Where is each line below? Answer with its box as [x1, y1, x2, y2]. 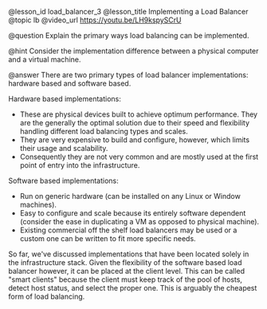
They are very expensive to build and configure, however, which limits [19, 135, 249, 145]
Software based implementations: [8, 176, 119, 185]
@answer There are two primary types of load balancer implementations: [8, 70, 249, 79]
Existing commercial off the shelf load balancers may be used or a [19, 225, 238, 235]
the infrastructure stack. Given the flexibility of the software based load [8, 258, 242, 267]
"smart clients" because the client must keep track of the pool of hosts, [8, 275, 243, 284]
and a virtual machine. [8, 55, 81, 64]
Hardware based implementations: [8, 94, 122, 103]
